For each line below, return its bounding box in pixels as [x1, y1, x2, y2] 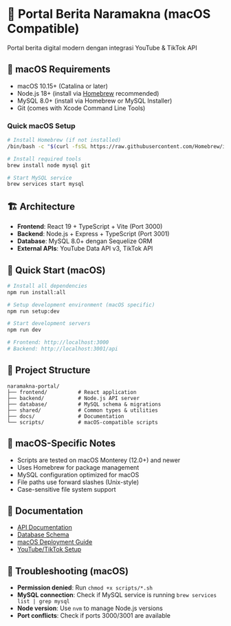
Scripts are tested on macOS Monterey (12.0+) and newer [16, 456, 181, 464]
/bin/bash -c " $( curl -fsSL [7, 143, 88, 150]
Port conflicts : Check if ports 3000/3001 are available [16, 612, 170, 620]
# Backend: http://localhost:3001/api [7, 346, 118, 353]
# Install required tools [7, 155, 81, 163]
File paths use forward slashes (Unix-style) [16, 478, 140, 486]
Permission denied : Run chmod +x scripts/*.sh [16, 583, 153, 592]
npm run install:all [7, 289, 67, 295]
